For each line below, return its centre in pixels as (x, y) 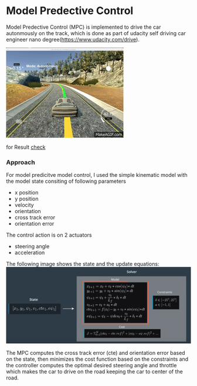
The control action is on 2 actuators (49, 235)
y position (26, 199)
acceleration (30, 252)
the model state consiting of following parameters (66, 181)
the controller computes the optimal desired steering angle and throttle (91, 365)
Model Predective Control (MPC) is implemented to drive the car (84, 27)
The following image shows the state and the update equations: (83, 264)
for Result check (26, 147)
